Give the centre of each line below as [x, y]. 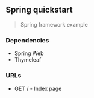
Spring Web [29, 53]
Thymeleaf [28, 60]
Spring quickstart [39, 10]
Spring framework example [54, 24]
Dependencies [27, 40]
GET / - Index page [38, 89]
